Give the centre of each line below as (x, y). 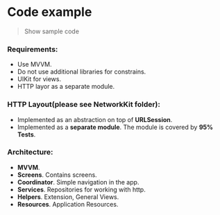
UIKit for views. (39, 79)
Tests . (26, 134)
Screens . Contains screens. (57, 175)
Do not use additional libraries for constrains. (82, 72)
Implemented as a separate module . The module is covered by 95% (115, 127)
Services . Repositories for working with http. (81, 189)
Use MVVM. (34, 64)
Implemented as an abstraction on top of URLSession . (95, 119)
